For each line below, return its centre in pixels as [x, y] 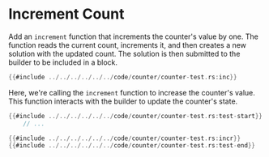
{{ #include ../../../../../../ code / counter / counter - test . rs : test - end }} [132, 146]
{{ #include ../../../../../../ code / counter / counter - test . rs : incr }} [125, 138]
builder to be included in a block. [63, 62]
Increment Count [66, 14]
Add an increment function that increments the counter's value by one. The [134, 36]
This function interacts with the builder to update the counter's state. [123, 101]
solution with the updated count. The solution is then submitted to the [124, 53]
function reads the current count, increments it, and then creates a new [128, 45]
